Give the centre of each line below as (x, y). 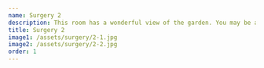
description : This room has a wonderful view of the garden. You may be (130, 23)
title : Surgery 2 (37, 30)
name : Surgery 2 (35, 15)
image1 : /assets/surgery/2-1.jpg (63, 37)
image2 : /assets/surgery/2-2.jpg (63, 45)
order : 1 (22, 52)
